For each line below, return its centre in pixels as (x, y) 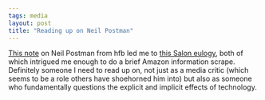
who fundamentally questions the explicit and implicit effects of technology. (132, 87)
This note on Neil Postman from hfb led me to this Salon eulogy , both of (126, 54)
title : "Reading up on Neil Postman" (71, 30)
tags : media (28, 16)
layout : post (30, 23)
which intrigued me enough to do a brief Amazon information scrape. (122, 62)
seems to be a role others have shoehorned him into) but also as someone (131, 79)
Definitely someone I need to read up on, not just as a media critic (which (129, 70)
